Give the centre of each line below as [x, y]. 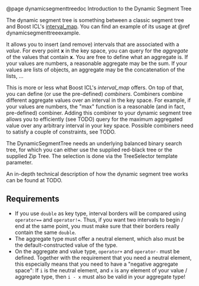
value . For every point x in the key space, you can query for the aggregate [97, 51]
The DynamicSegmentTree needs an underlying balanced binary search [94, 143]
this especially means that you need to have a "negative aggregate [96, 264]
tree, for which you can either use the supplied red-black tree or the [89, 150]
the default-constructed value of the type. [66, 245]
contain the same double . [45, 232]
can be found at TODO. [34, 180]
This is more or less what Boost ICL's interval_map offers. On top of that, [95, 88]
